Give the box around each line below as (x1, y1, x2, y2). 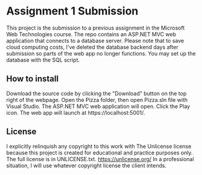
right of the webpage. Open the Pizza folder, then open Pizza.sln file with (6, 96, 188, 103)
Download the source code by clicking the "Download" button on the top (6, 89, 187, 97)
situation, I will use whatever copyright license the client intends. (6, 162, 167, 169)
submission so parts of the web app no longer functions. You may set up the (6, 49, 196, 57)
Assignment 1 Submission (6, 4, 139, 18)
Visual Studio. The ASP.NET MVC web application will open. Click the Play (6, 103, 191, 110)
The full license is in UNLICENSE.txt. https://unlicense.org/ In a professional (6, 155, 194, 162)
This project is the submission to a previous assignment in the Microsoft (6, 24, 185, 31)
